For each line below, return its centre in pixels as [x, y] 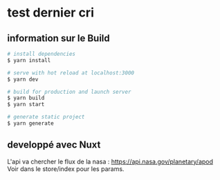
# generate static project [46, 117]
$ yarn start [26, 105]
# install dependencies [42, 54]
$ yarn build [26, 98]
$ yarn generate [30, 123]
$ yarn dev [23, 79]
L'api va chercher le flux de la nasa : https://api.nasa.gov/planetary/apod [110, 161]
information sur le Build [59, 38]
